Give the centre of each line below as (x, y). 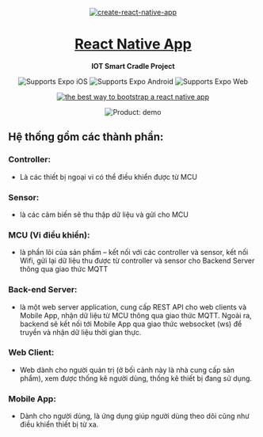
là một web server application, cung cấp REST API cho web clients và (133, 307)
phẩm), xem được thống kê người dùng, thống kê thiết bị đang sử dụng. (135, 378)
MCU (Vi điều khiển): (49, 235)
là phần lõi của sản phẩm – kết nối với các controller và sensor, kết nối (134, 253)
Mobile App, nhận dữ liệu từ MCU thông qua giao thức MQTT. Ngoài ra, (135, 315)
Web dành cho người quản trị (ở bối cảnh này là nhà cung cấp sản (127, 370)
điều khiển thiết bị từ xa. (59, 424)
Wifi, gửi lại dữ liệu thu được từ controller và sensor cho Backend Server (137, 260)
